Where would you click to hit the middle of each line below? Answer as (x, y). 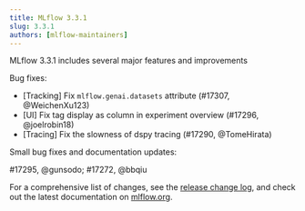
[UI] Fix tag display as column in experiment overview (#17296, (141, 116)
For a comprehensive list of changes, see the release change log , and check (152, 187)
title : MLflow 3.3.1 (49, 18)
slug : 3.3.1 (32, 26)
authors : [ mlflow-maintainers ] (69, 35)
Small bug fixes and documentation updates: (93, 152)
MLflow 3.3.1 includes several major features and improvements (129, 61)
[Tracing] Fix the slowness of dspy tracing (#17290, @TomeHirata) (147, 135)
